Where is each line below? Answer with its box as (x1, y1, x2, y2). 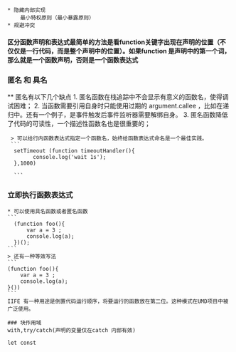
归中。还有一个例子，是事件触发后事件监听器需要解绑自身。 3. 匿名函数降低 (7, 110, 229, 119)
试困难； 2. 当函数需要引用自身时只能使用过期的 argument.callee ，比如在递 (7, 101, 230, 110)
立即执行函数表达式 (7, 190, 73, 200)
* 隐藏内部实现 (7, 6, 46, 14)
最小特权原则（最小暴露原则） (20, 14, 95, 21)
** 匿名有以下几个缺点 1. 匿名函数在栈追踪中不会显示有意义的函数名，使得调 (7, 92, 229, 101)
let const (7, 339, 37, 347)
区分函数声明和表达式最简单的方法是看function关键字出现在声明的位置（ (7, 38, 220, 46)
